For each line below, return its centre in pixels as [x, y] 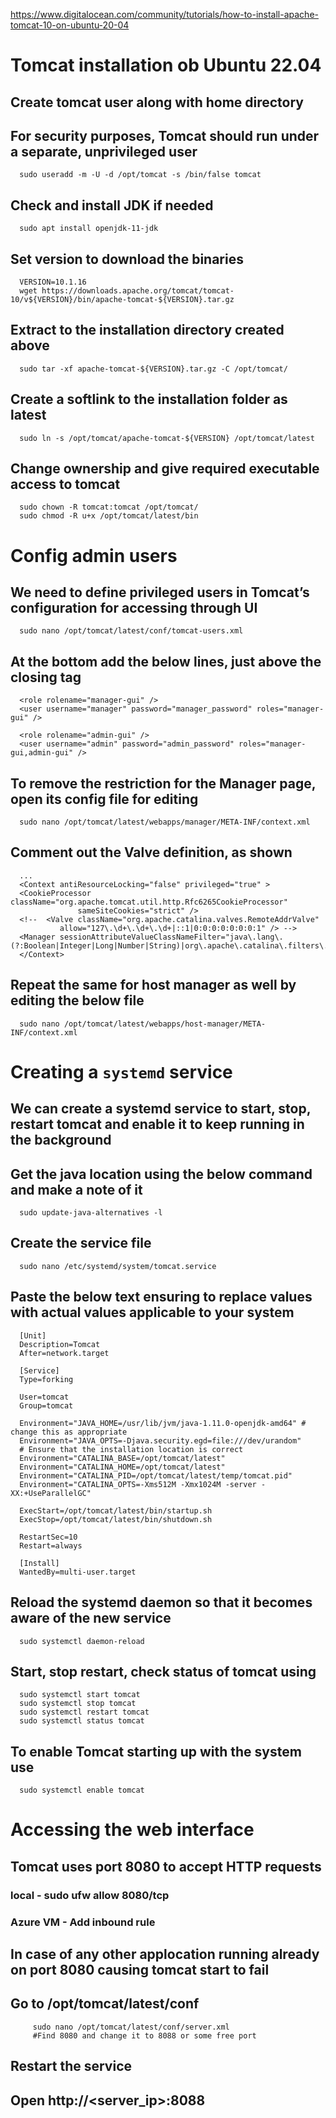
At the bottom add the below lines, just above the [166, 661]
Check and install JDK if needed [112, 205]
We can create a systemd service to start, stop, [161, 1109]
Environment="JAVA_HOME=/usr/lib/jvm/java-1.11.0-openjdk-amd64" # [163, 1423]
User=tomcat [44, 1397]
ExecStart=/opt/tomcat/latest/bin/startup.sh [116, 1510]
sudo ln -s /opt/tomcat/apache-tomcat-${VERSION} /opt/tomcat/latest [167, 438]
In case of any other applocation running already [165, 1954]
